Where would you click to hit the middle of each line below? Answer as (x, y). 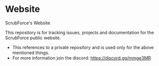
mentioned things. (31, 53)
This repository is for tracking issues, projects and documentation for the (80, 32)
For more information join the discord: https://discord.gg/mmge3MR (81, 58)
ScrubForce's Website (28, 23)
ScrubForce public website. (33, 38)
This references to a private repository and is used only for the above (83, 47)
